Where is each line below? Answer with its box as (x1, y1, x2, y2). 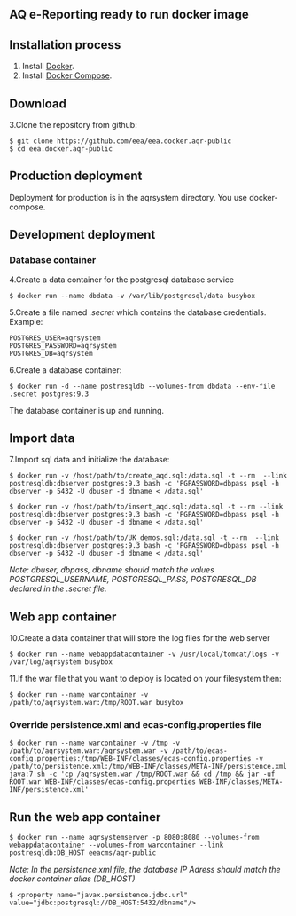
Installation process (9, 37, 121, 52)
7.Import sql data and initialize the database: (9, 454, 170, 465)
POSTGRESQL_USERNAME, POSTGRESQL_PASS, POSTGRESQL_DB (9, 574, 257, 585)
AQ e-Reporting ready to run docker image (9, 7, 250, 22)
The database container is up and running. (9, 405, 165, 415)
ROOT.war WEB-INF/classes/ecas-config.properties (9, 778, 197, 786)
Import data (9, 430, 75, 446)
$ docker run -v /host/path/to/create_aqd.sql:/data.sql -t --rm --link (9, 471, 288, 480)
